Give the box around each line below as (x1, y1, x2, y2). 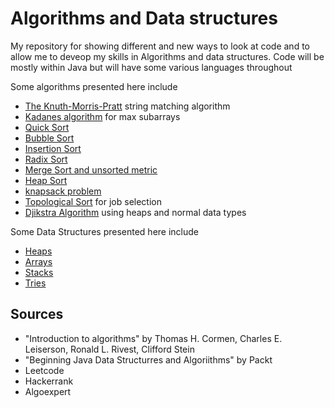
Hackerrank (24, 375, 74, 387)
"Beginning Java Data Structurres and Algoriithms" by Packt (24, 353, 273, 366)
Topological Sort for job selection (24, 195, 162, 207)
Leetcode (24, 364, 65, 376)
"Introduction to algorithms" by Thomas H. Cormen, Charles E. (24, 332, 283, 344)
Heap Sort (24, 174, 68, 186)
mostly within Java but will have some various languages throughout (10, 61, 293, 73)
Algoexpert (24, 385, 72, 397)
